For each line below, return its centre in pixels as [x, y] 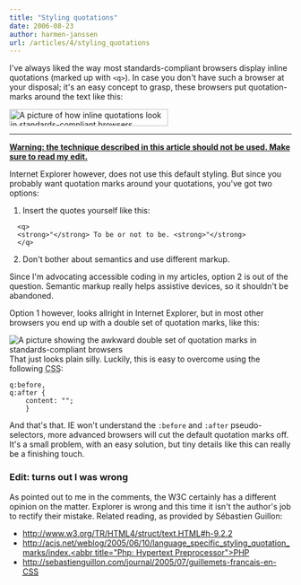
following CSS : [36, 369]
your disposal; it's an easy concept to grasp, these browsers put [128, 87]
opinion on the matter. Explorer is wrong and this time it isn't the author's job [150, 506]
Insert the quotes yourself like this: [86, 211]
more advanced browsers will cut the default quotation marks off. [168, 435]
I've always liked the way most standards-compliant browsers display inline [149, 68]
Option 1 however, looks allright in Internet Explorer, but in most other [137, 313]
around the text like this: [79, 97]
